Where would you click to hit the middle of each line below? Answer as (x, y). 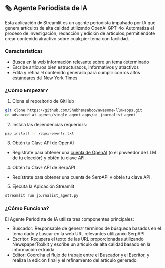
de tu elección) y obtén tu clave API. (49, 158)
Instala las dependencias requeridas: (50, 125)
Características (24, 51)
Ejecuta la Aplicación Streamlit (43, 186)
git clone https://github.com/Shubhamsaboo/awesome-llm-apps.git (74, 110)
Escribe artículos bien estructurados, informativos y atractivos (76, 67)
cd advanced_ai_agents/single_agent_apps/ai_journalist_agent (70, 115)
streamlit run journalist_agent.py (42, 196)
